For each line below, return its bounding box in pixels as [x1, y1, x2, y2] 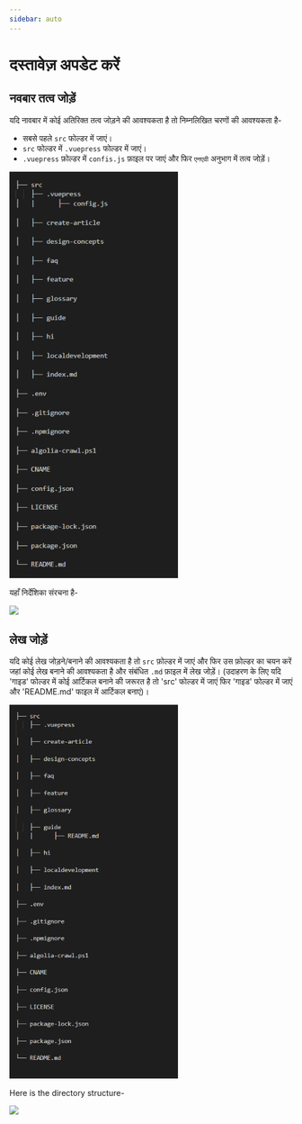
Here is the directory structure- [9, 1087, 125, 1098]
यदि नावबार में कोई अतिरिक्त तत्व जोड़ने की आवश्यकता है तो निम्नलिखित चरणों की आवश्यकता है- [9, 114, 282, 125]
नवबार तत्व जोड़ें [9, 91, 76, 106]
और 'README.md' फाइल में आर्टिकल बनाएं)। [9, 686, 150, 697]
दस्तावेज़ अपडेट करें [9, 54, 120, 75]
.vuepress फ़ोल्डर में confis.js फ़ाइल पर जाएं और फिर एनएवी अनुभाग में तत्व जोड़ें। [22, 153, 271, 164]
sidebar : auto [9, 14, 63, 23]
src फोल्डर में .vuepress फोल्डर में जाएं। [22, 142, 147, 153]
